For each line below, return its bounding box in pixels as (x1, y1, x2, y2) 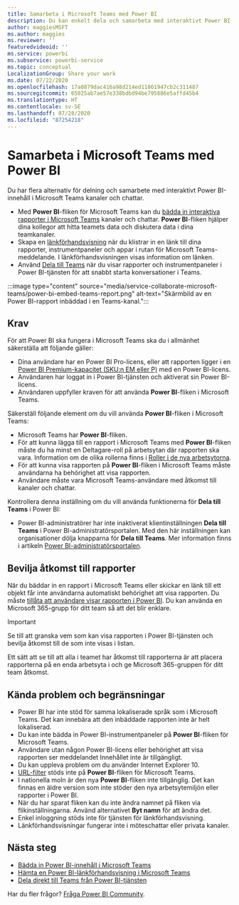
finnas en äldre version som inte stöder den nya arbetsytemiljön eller (17, 783, 219, 792)
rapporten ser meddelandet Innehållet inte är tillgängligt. (17, 753, 183, 761)
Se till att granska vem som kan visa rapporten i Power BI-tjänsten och (7, 631, 213, 640)
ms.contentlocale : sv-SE (7, 103, 81, 110)
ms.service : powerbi (7, 51, 69, 58)
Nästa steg (7, 842, 57, 854)
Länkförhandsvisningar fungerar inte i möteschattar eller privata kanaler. (17, 821, 230, 829)
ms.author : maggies (7, 30, 65, 38)
